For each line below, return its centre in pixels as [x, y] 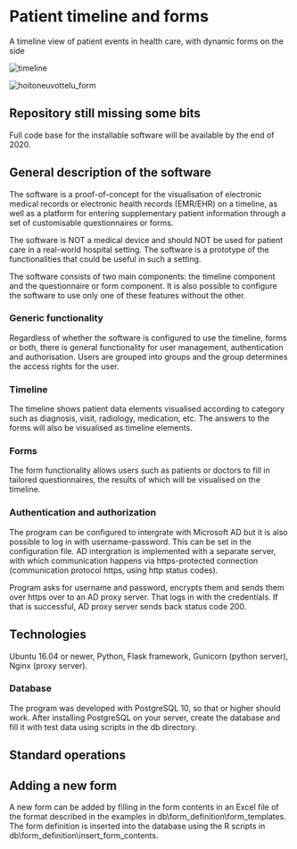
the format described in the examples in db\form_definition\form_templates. [148, 817]
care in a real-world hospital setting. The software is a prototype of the [139, 249]
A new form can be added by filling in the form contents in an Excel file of [144, 807]
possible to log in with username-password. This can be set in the [130, 542]
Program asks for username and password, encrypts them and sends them [147, 587]
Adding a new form [63, 785]
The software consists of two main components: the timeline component [142, 276]
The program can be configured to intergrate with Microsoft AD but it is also [148, 532]
